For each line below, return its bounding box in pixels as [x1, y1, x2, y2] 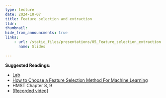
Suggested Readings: [5, 62, 51, 68]
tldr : [5, 21, 16, 26]
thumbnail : [5, 26, 28, 31]
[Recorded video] [12, 88, 48, 94]
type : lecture [5, 7, 35, 12]
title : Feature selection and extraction [5, 16, 92, 21]
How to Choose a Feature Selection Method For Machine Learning [12, 77, 148, 83]
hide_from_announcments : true [5, 30, 68, 35]
